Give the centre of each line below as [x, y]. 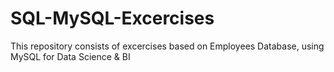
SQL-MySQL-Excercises [112, 18]
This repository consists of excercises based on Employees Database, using [167, 46]
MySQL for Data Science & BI [70, 56]
